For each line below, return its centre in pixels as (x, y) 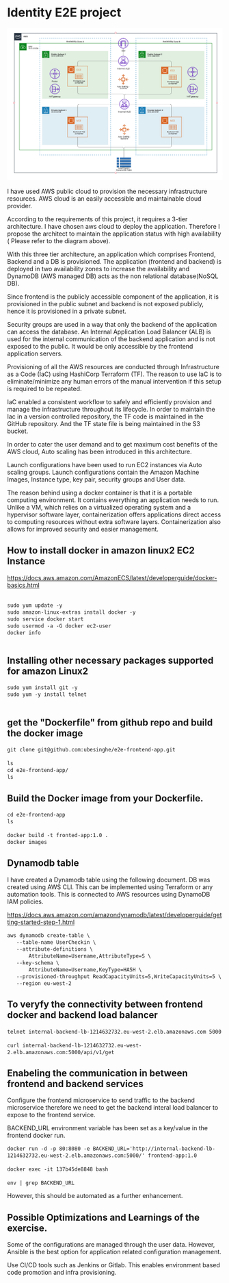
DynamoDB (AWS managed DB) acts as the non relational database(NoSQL (113, 276)
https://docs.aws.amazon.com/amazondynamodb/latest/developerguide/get (114, 914)
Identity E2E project (64, 13)
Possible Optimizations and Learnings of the (104, 1217)
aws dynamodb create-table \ (49, 935)
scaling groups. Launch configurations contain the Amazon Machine (103, 472)
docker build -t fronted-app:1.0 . (58, 836)
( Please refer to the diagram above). (59, 240)
